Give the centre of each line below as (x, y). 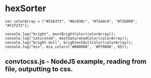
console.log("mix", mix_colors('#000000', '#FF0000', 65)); (67, 47)
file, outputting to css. (39, 69)
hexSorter (26, 8)
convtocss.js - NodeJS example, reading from (76, 62)
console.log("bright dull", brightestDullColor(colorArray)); (69, 42)
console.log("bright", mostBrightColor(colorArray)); (60, 34)
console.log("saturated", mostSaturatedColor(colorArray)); (67, 38)
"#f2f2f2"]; (17, 25)
